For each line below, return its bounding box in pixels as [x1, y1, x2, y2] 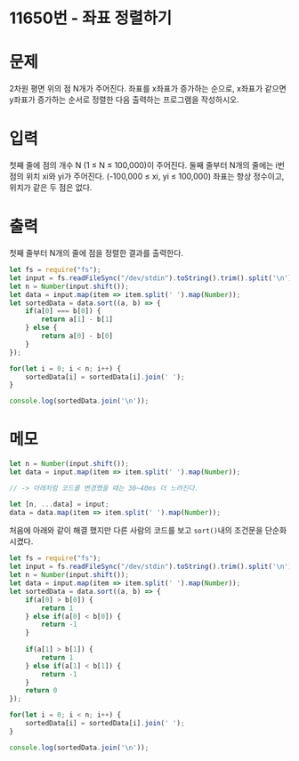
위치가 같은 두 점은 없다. [9, 182, 93, 193]
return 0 [25, 686, 58, 695]
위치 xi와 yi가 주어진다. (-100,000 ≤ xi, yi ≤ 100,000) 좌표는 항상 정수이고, [25, 171, 285, 182]
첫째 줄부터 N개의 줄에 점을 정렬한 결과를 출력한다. [9, 248, 184, 258]
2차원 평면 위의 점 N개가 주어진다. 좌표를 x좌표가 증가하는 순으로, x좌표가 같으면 [9, 84, 287, 94]
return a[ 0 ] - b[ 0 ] [41, 332, 114, 340]
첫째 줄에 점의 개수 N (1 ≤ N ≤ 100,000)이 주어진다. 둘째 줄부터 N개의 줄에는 [9, 160, 274, 171]
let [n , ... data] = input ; [9, 500, 109, 509]
